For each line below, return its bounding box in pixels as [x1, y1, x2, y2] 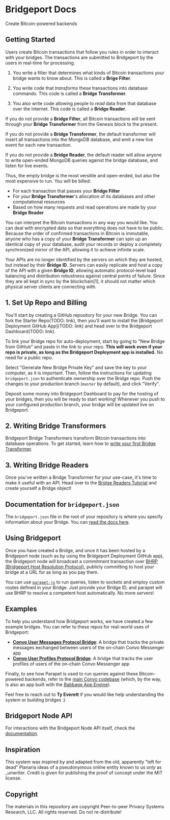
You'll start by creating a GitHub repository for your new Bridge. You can [5, 312, 157, 318]
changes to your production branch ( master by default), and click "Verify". [5, 381, 160, 387]
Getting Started [5, 35, 55, 44]
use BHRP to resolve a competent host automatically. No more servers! [5, 590, 154, 596]
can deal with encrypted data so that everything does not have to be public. [5, 225, 164, 231]
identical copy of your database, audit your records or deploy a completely [5, 241, 162, 247]
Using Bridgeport [5, 534, 61, 543]
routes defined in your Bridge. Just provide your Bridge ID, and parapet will [5, 584, 163, 591]
